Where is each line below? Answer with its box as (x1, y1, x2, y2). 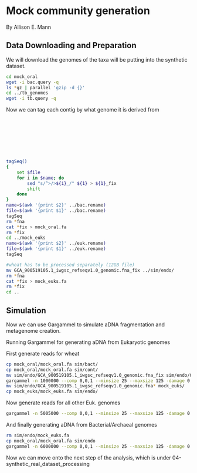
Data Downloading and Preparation (6, 40, 137, 50)
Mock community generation (6, 4, 151, 18)
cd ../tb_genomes (6, 90, 49, 96)
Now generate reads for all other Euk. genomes (6, 399, 121, 406)
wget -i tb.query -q (6, 96, 57, 102)
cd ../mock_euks (6, 235, 46, 241)
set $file (16, 169, 41, 175)
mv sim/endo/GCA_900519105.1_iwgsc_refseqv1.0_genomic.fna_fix (6, 372, 164, 378)
